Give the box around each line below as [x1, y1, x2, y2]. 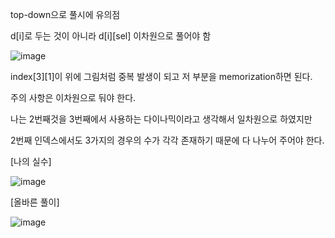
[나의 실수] [10, 156, 52, 167]
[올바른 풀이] [10, 196, 60, 208]
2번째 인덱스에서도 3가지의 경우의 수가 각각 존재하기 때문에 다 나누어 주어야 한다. [10, 134, 325, 146]
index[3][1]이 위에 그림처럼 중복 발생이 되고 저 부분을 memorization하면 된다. [10, 71, 313, 82]
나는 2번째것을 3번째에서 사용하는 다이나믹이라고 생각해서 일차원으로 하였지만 [10, 113, 313, 125]
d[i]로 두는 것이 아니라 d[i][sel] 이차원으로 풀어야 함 [10, 30, 212, 42]
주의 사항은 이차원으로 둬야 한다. [10, 92, 137, 103]
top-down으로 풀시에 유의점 [10, 9, 121, 20]
